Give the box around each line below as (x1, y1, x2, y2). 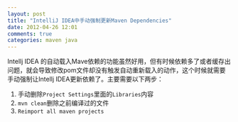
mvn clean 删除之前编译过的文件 (17, 99, 109, 107)
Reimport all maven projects (17, 108, 104, 116)
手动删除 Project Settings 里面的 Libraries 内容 (17, 90, 154, 99)
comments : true (7, 30, 53, 38)
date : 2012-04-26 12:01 (7, 23, 78, 30)
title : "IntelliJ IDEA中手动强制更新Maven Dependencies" (7, 17, 172, 24)
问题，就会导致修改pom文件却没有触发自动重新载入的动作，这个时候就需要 (7, 66, 226, 74)
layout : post (7, 10, 46, 18)
